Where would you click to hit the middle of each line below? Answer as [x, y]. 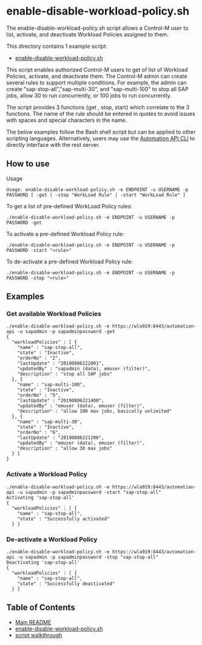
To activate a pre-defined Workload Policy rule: [65, 234]
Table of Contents [41, 608]
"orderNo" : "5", [39, 396]
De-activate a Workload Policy [52, 539]
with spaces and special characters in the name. [67, 120]
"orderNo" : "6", [39, 433]
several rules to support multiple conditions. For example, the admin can [96, 83]
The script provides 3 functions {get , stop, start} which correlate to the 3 [98, 107]
